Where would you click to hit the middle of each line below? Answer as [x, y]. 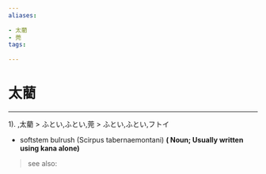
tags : [17, 45]
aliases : [23, 15]
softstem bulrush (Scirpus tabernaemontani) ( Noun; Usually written [131, 139]
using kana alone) [50, 148]
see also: [42, 163]
